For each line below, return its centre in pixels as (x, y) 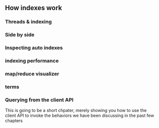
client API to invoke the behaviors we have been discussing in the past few (79, 115)
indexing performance (32, 61)
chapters (14, 121)
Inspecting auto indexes (34, 48)
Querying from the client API (39, 100)
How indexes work (33, 8)
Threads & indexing (28, 22)
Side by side (20, 35)
